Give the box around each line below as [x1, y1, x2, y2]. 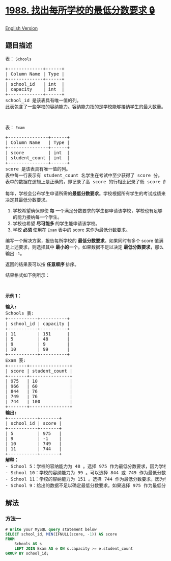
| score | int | [5, 150, 70, 156]
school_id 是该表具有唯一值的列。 [5, 97, 81, 103]
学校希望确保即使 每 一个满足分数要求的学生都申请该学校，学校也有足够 [12, 207, 163, 213]
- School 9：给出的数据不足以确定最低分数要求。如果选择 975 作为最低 [5, 482, 162, 488]
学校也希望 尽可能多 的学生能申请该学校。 [12, 220, 100, 226]
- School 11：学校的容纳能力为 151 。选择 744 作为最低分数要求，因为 [5, 476, 164, 482]
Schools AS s [14, 541, 42, 546]
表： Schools [5, 56, 32, 62]
